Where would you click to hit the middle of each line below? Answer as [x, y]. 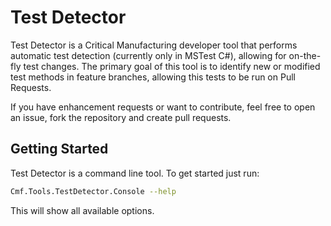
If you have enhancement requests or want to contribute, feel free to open [163, 107]
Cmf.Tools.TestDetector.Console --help [93, 191]
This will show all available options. [82, 210]
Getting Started [59, 149]
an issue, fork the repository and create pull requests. [121, 117]
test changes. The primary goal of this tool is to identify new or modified [172, 66]
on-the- [305, 55]
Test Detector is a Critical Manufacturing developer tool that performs [154, 45]
